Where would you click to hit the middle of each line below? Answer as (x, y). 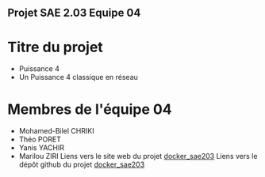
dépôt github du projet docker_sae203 (82, 164)
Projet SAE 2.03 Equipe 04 (74, 13)
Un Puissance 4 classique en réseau (78, 77)
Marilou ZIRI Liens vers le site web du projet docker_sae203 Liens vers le (138, 156)
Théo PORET (40, 139)
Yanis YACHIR (42, 148)
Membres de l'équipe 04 (90, 109)
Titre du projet (56, 47)
